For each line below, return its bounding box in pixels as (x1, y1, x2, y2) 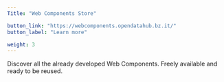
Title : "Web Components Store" (7, 10, 97, 17)
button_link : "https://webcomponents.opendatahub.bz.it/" (7, 22, 177, 29)
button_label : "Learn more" (7, 29, 88, 36)
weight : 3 (7, 41, 36, 48)
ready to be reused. (7, 67, 63, 75)
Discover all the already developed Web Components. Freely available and (7, 59, 218, 68)
